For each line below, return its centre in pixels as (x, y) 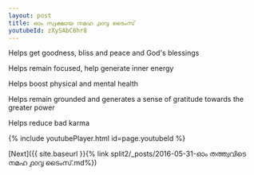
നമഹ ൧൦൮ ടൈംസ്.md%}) (53, 163)
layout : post (30, 16)
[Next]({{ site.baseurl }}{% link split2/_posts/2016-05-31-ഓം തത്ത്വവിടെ (127, 154)
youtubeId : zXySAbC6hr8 (48, 30)
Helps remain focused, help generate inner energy (91, 68)
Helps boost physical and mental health (73, 84)
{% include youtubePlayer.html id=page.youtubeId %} (97, 138)
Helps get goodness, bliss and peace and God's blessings (104, 53)
